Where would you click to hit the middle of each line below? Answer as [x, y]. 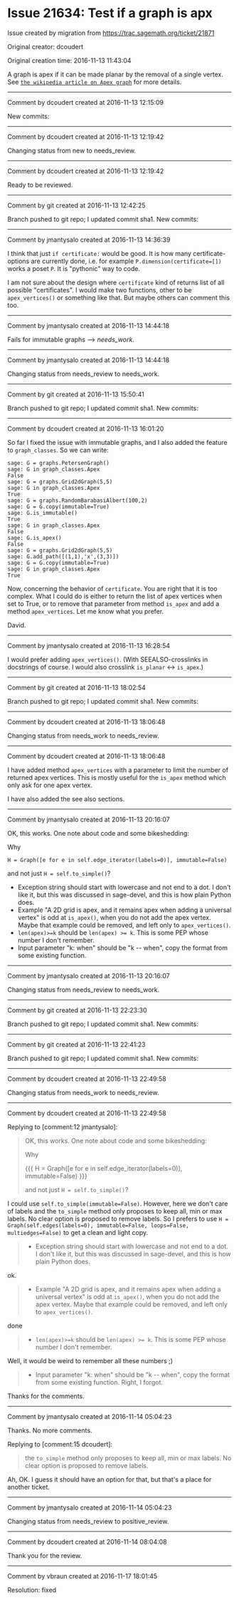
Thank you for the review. [45, 1555]
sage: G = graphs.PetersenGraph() [59, 463]
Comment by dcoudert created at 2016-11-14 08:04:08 [87, 1542]
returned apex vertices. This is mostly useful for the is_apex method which [117, 777]
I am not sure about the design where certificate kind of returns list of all [116, 282]
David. [17, 625]
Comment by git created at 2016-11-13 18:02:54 [76, 687]
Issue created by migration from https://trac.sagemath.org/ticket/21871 [111, 33]
